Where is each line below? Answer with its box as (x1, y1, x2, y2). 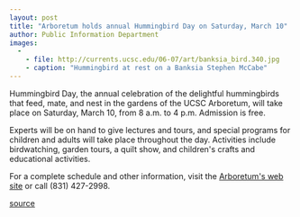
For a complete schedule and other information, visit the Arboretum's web (9, 170, 284, 181)
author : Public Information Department (9, 30, 159, 39)
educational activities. (9, 153, 91, 164)
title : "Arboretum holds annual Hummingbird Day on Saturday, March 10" (9, 22, 288, 31)
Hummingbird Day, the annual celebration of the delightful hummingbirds (9, 87, 279, 99)
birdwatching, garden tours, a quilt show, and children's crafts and (9, 143, 255, 154)
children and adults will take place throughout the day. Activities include (9, 134, 277, 145)
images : (9, 38, 39, 48)
